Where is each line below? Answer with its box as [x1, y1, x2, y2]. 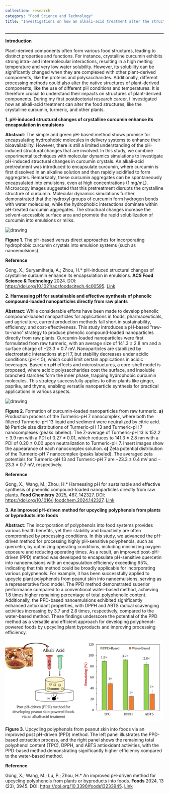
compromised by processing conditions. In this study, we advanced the [5, 533, 153, 539]
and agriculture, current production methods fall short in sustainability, [5, 319, 151, 325]
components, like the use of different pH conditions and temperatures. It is [5, 85, 159, 91]
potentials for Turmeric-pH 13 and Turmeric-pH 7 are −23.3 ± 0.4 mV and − [5, 457, 161, 463]
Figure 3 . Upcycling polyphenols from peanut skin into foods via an [5, 726, 145, 732]
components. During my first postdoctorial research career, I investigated [5, 96, 157, 102]
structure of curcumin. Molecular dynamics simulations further [5, 191, 135, 197]
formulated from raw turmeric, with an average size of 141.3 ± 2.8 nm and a [5, 341, 161, 347]
